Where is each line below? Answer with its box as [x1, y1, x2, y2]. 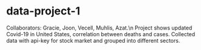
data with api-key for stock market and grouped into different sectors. [6, 37, 180, 44]
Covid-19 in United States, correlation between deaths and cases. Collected [6, 30, 196, 37]
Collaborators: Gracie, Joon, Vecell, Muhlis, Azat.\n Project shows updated [6, 24, 193, 31]
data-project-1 [6, 4, 81, 18]
